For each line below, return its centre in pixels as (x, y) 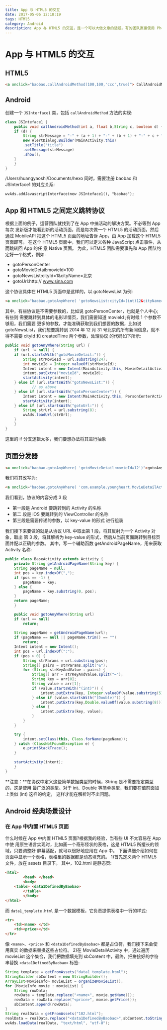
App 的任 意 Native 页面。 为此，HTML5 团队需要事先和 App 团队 (90, 248)
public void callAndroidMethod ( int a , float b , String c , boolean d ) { (89, 127)
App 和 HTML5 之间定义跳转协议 (55, 210)
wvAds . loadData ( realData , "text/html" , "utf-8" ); (58, 1023)
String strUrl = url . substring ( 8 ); (60, 410)
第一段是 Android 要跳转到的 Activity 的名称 (57, 508)
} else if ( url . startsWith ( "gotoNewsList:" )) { (64, 383)
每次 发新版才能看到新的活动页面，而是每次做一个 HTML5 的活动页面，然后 (82, 230)
